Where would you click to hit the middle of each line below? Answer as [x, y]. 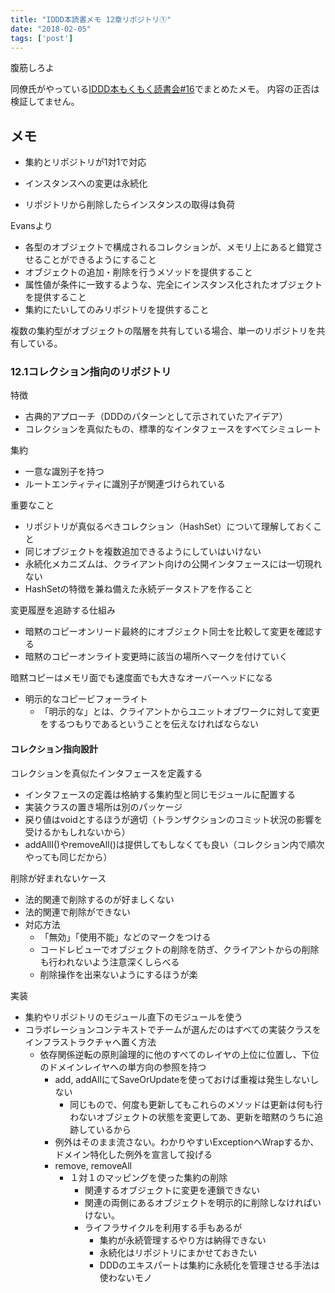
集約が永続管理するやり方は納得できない [183, 1240]
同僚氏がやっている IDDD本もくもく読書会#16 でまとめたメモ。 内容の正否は [165, 89]
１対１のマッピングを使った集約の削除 [148, 1177]
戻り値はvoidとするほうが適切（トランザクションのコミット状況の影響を [173, 819]
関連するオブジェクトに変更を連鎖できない [172, 1190]
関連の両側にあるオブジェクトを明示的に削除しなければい [203, 1202]
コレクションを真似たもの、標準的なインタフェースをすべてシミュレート [173, 429]
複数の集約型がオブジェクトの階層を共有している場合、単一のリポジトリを [163, 331]
